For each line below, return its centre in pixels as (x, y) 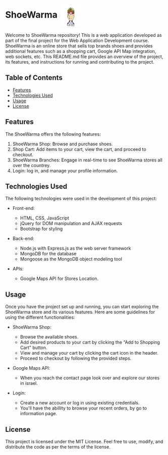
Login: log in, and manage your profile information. (65, 170)
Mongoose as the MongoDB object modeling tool (71, 259)
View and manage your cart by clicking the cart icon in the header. (89, 353)
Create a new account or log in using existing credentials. (80, 403)
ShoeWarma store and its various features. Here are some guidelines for (80, 312)
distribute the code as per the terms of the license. (58, 447)
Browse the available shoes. (49, 337)
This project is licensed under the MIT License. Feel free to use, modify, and (84, 441)
